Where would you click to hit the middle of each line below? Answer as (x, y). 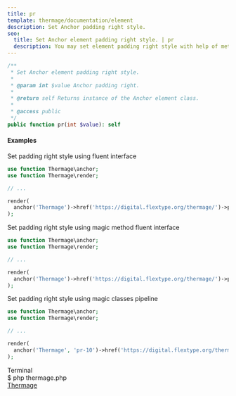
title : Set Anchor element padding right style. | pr (94, 40)
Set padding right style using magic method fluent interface (94, 228)
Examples (22, 141)
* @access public (35, 112)
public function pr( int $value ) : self (64, 124)
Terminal (20, 370)
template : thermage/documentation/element (70, 20)
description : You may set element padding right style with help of (116, 46)
